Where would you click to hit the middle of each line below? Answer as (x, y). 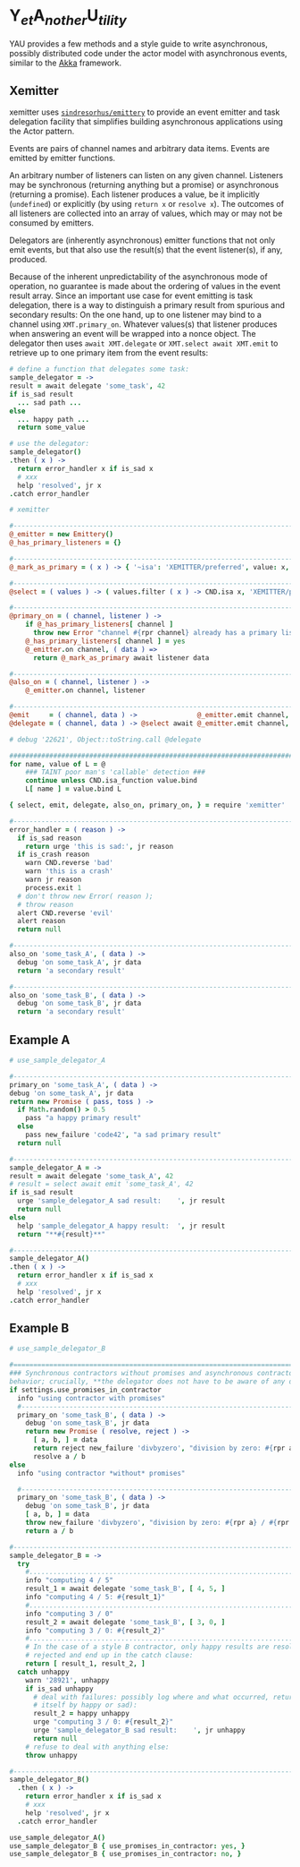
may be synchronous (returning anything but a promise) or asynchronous (144, 185)
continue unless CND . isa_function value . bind (112, 781)
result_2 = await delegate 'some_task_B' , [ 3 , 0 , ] (125, 1622)
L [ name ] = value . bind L (74, 789)
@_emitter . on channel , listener (85, 690)
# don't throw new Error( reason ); (85, 896)
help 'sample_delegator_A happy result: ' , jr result (121, 1226)
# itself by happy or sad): (85, 1705)
